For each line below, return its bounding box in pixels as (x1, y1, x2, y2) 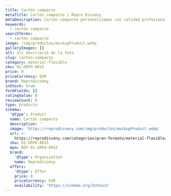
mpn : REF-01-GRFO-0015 (10, 145, 58, 151)
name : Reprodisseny (14, 159, 56, 164)
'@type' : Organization (14, 155, 63, 160)
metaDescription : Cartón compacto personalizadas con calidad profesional (5, 17, 167, 22)
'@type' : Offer (14, 169, 47, 174)
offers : (10, 164, 26, 169)
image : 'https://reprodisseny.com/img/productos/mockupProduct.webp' (10, 126, 160, 131)
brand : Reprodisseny (5, 79, 49, 84)
